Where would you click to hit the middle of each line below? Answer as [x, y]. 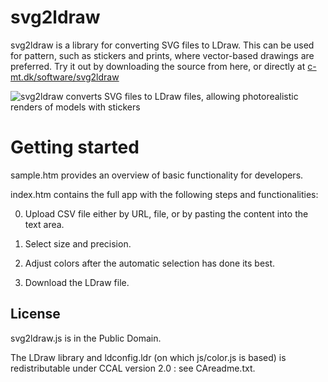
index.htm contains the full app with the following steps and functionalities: [164, 194]
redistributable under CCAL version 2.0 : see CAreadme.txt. [133, 368]
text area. [44, 224]
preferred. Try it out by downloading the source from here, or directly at [158, 66]
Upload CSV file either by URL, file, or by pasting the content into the [166, 213]
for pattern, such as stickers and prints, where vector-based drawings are [162, 55]
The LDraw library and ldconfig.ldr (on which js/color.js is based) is [148, 357]
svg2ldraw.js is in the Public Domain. [86, 338]
